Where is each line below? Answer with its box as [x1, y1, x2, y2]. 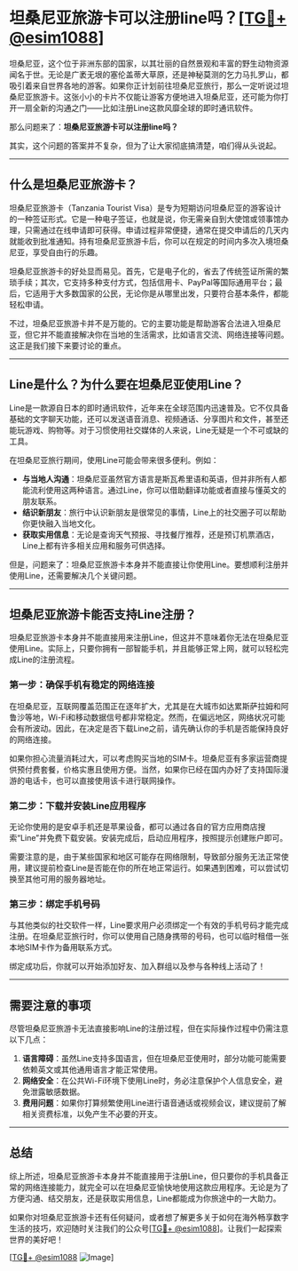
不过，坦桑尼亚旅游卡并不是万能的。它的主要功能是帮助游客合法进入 [9, 317, 258, 329]
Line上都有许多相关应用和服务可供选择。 [21, 540, 170, 551]
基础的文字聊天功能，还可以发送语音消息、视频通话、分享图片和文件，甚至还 [9, 413, 289, 424]
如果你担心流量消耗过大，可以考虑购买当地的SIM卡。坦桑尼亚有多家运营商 [9, 753, 280, 763]
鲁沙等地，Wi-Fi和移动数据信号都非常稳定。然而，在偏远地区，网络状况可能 [9, 712, 286, 723]
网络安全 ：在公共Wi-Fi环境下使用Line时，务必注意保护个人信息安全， [21, 1075, 275, 1086]
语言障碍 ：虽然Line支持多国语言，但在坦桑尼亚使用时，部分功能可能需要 [21, 1053, 286, 1064]
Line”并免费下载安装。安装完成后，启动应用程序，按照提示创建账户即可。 [20, 832, 288, 843]
